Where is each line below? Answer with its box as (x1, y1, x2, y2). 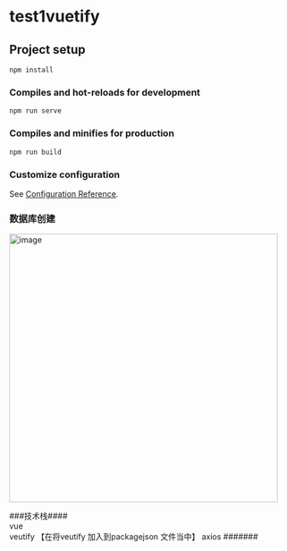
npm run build (9, 148, 63, 157)
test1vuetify (9, 6, 100, 27)
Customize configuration (9, 168, 121, 181)
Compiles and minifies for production (9, 127, 174, 140)
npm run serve (9, 106, 63, 115)
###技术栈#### (9, 511, 69, 521)
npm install (9, 65, 54, 74)
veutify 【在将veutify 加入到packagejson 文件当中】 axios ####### (9, 531, 258, 542)
